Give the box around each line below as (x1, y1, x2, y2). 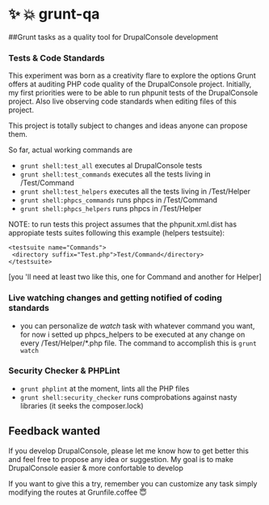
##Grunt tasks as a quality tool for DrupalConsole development (8, 32, 219, 41)
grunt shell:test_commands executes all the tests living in (19, 169, 212, 179)
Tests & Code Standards (8, 52, 105, 63)
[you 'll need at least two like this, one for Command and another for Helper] (8, 272, 263, 282)
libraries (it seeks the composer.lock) (19, 401, 144, 410)
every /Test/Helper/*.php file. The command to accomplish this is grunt (19, 337, 257, 348)
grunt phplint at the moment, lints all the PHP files (19, 384, 190, 393)
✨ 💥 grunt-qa (8, 5, 100, 23)
